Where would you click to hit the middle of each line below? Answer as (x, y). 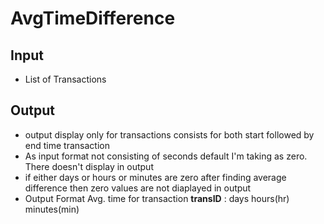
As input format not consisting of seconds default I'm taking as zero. (166, 156)
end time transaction (67, 145)
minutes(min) (52, 209)
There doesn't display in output (89, 166)
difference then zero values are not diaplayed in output (138, 188)
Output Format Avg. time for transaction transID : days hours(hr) (157, 198)
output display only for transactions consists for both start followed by (169, 134)
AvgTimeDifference (93, 18)
